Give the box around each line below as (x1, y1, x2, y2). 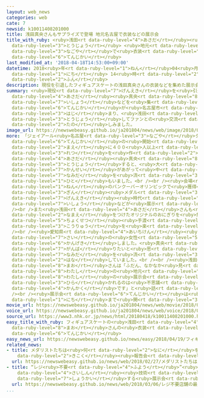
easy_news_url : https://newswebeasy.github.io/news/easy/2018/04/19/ (6, 336, 186, 342)
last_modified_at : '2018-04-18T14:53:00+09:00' (6, 59, 129, 66)
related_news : (6, 342, 42, 348)
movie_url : (6, 302, 34, 308)
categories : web (6, 15, 47, 21)
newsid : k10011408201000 (6, 25, 69, 32)
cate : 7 (6, 20, 26, 26)
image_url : (6, 127, 34, 133)
